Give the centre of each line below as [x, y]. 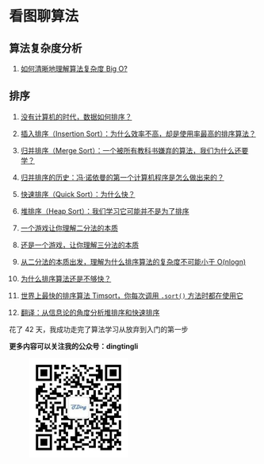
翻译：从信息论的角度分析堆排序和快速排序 [90, 312]
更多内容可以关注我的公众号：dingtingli [74, 346]
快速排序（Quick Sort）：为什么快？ [78, 194]
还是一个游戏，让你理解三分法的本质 [80, 245]
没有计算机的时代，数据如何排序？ [76, 117]
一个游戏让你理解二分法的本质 [69, 228]
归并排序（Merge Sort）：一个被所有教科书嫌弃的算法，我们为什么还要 [134, 150]
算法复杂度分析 [46, 48]
